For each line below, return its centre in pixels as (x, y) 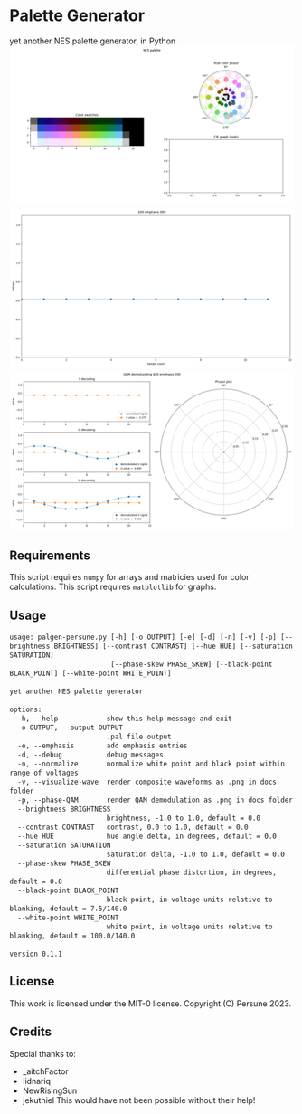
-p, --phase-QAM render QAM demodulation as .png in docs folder (156, 800)
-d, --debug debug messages (91, 755)
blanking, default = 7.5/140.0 (68, 909)
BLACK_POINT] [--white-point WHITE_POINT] (90, 674)
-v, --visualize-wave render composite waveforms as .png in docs (147, 782)
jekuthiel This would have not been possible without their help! (139, 1100)
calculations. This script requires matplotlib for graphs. (113, 587)
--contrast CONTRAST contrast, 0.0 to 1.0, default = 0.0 (133, 828)
